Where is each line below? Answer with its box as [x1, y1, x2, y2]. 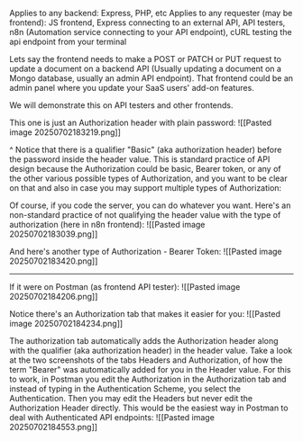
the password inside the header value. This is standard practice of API [9, 154, 271, 165]
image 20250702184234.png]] [9, 319, 124, 328]
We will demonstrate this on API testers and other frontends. [9, 100, 234, 111]
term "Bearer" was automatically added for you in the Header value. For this [9, 364, 291, 374]
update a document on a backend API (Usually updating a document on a [9, 63, 282, 74]
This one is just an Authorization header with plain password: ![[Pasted [9, 117, 272, 128]
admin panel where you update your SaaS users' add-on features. [9, 83, 254, 93]
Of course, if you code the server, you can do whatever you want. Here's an [9, 200, 291, 211]
